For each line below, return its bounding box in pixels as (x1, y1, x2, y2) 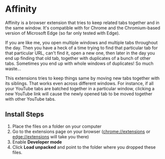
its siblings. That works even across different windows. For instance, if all (5, 80, 154, 86)
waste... (5, 65, 21, 72)
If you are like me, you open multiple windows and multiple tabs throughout (5, 39, 158, 45)
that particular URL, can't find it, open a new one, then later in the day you (5, 50, 155, 56)
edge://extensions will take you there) (12, 133, 89, 139)
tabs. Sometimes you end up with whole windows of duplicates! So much (5, 60, 154, 66)
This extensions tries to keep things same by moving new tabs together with (5, 75, 160, 81)
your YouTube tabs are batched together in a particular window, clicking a (5, 85, 155, 91)
